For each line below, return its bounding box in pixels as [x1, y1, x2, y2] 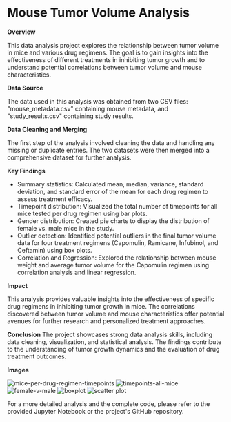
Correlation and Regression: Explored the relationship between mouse [17, 253, 217, 262]
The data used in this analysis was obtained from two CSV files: [7, 97, 188, 105]
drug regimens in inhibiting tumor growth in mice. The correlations [7, 302, 195, 310]
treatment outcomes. [7, 352, 67, 361]
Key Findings [7, 166, 46, 175]
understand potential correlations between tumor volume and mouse [7, 63, 202, 71]
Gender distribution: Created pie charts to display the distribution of [17, 216, 210, 225]
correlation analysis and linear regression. [17, 268, 137, 276]
